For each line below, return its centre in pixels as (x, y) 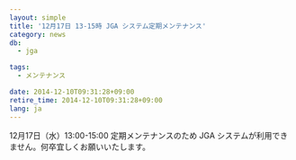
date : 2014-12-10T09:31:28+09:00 (72, 92)
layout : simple (38, 18)
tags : (19, 67)
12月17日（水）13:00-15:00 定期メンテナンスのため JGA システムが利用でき (148, 135)
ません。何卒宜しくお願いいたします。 (80, 147)
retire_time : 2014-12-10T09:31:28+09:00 (86, 100)
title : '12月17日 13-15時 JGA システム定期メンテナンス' (108, 26)
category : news (38, 34)
